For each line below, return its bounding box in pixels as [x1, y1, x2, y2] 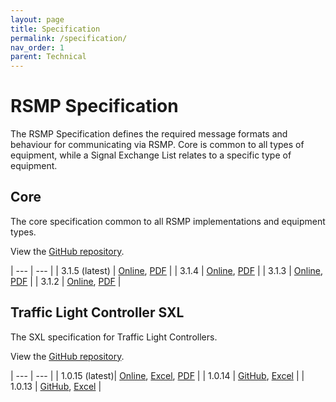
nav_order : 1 [10, 42, 65, 53]
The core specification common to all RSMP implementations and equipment [10, 215, 326, 227]
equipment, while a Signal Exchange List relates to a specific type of [10, 149, 292, 161]
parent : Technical [10, 52, 87, 62]
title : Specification [10, 24, 101, 34]
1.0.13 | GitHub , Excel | [10, 380, 102, 392]
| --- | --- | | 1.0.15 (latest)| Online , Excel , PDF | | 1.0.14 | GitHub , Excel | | [10, 369, 305, 381]
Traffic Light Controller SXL [10, 304, 185, 321]
